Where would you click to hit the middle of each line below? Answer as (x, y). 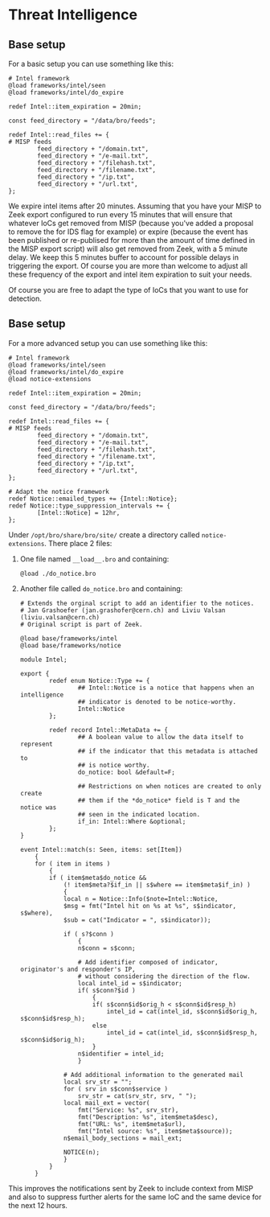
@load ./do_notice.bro (58, 574)
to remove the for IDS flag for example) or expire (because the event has (128, 232)
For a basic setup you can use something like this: (91, 64)
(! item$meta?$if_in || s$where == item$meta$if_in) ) (157, 885)
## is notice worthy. (114, 765)
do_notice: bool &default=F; (126, 772)
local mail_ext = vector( (106, 1103)
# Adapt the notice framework (59, 491)
